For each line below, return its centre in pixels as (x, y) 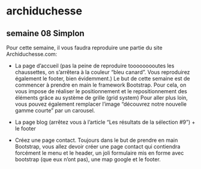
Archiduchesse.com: (32, 54)
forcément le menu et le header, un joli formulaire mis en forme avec (99, 153)
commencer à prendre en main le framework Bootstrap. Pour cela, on (100, 85)
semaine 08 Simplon (46, 33)
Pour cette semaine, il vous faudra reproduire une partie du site (85, 48)
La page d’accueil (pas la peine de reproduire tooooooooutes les (94, 66)
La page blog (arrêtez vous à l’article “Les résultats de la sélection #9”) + (105, 122)
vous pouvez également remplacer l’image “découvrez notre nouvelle (101, 104)
